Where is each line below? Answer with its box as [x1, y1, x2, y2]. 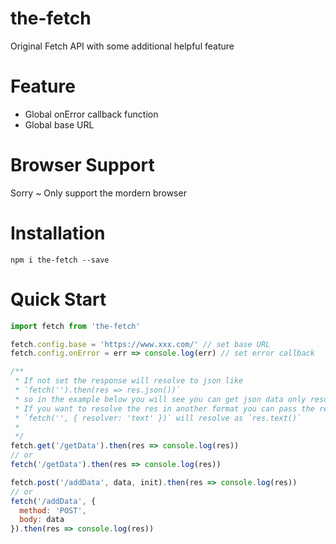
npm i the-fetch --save [10, 255, 110, 265]
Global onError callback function [24, 108, 159, 120]
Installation [10, 222, 106, 244]
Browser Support [10, 154, 155, 177]
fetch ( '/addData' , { [10, 496, 97, 506]
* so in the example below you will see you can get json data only [14, 394, 307, 404]
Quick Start [10, 288, 107, 311]
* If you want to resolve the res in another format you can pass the [14, 403, 315, 414]
